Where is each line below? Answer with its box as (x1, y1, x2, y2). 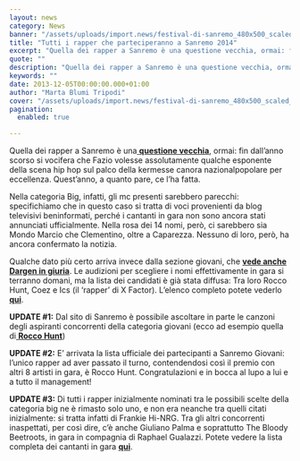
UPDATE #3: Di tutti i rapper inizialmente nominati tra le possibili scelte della (9, 394, 289, 405)
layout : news (9, 13, 58, 22)
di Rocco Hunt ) (9, 330, 66, 341)
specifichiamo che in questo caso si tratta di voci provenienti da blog (9, 201, 262, 211)
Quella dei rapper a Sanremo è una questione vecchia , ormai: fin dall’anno (9, 145, 284, 157)
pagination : (9, 105, 54, 114)
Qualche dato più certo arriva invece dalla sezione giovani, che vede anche (9, 256, 287, 267)
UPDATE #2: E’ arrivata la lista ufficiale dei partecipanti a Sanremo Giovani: (9, 348, 285, 359)
